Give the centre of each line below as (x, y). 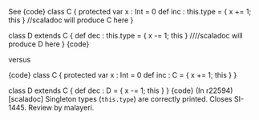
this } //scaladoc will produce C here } (71, 20)
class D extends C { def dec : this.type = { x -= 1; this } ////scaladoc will (125, 36)
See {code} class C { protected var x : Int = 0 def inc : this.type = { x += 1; (130, 12)
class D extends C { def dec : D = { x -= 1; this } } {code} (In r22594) (121, 90)
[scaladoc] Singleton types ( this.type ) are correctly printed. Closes (120, 99)
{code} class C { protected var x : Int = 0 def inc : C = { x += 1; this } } (123, 75)
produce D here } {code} (49, 44)
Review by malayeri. (61, 108)
